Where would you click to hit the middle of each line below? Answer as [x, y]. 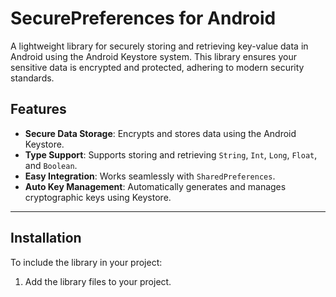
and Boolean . [51, 165]
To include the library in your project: [86, 262]
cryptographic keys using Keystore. [98, 197]
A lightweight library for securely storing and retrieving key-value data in [159, 46]
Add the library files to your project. [98, 281]
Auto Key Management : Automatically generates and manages [155, 186]
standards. [32, 78]
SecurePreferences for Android [143, 18]
